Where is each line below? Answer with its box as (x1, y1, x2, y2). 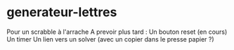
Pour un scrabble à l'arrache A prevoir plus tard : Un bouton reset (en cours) (6, 27, 228, 36)
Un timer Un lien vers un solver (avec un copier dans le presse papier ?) (6, 35, 215, 43)
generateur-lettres (6, 4, 117, 20)
